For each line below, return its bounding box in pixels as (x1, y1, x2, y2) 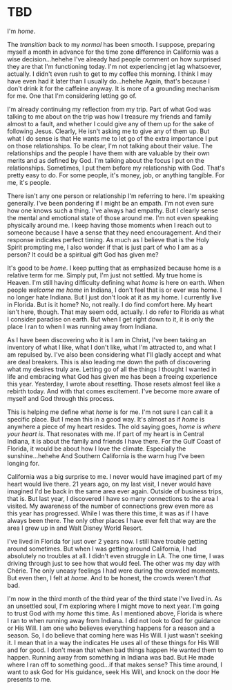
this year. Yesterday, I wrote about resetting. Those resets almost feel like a (7, 379, 221, 388)
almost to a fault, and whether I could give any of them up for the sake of (7, 119, 215, 128)
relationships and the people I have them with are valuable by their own (7, 149, 210, 157)
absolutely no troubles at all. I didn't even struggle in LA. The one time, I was (7, 551, 224, 560)
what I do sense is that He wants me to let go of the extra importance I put (7, 134, 218, 142)
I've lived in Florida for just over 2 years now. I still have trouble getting (7, 537, 209, 545)
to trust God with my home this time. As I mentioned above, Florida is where (7, 609, 223, 618)
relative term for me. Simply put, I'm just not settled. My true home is (7, 270, 202, 279)
